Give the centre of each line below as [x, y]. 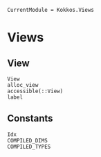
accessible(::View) [35, 91]
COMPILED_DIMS [28, 140]
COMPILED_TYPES [29, 147]
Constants [30, 118]
